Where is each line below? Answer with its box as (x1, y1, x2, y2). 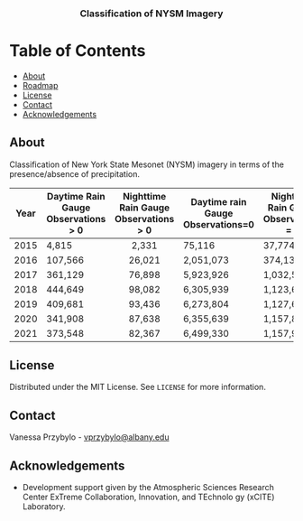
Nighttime (123, 190, 167, 202)
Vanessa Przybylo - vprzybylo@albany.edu (9, 432, 170, 442)
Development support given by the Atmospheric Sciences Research (22, 482, 275, 493)
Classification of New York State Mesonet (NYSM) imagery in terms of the (9, 159, 284, 170)
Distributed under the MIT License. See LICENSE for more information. (9, 382, 266, 393)
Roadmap (22, 79, 59, 90)
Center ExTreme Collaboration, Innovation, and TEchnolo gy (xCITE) (22, 491, 275, 503)
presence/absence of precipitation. (9, 168, 140, 179)
